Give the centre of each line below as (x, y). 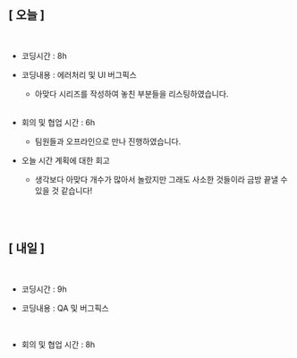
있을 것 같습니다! (64, 191)
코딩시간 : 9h (44, 289)
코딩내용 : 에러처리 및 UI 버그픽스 (79, 74)
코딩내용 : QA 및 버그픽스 (65, 308)
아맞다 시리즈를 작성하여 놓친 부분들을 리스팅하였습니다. (132, 94)
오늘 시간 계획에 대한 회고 (66, 160)
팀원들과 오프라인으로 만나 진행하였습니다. (108, 141)
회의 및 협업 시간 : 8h (58, 344)
